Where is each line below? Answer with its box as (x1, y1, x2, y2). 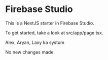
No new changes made (5, 49, 54, 55)
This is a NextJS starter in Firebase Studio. (5, 20, 95, 26)
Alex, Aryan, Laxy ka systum (5, 39, 65, 45)
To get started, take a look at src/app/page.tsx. (5, 29, 103, 35)
